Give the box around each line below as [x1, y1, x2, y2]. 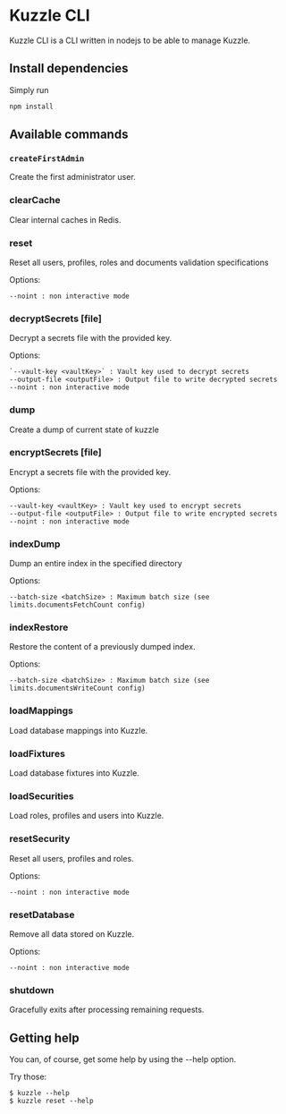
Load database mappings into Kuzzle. [9, 725, 148, 736]
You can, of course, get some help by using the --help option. [9, 1053, 237, 1065]
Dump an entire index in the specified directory [9, 558, 183, 569]
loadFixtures [9, 747, 65, 760]
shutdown [9, 983, 55, 996]
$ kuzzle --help [9, 1088, 70, 1097]
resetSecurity [9, 833, 71, 846]
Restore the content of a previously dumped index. [9, 642, 196, 652]
